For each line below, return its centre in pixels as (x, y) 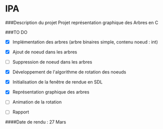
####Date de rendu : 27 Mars (36, 122)
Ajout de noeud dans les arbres (45, 52)
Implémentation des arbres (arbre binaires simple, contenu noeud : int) (85, 42)
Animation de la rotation (37, 102)
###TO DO (16, 32)
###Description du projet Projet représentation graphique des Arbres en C (82, 22)
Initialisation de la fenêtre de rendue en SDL (57, 82)
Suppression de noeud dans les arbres (52, 62)
